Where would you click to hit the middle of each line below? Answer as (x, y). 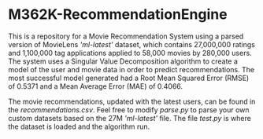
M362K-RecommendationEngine (118, 15)
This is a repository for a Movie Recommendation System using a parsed (126, 36)
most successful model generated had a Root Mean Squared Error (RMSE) (129, 78)
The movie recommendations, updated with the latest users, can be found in (132, 101)
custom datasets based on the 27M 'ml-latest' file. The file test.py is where (130, 118)
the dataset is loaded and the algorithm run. (79, 126)
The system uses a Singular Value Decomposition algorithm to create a (123, 61)
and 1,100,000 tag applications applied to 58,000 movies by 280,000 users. (130, 53)
